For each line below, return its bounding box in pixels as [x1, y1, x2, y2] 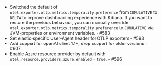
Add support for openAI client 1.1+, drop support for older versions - [9, 41, 148, 46]
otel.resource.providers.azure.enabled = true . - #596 [9, 56, 122, 62]
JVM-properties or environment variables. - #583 [9, 30, 110, 36]
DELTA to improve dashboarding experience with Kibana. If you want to [9, 15, 153, 20]
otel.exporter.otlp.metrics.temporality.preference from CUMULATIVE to [9, 9, 158, 15]
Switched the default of [9, 4, 58, 10]
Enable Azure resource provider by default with [9, 51, 106, 57]
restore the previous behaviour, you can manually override [9, 20, 129, 25]
